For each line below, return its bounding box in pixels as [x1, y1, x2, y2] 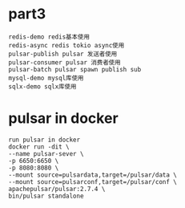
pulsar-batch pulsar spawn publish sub [8, 65, 142, 73]
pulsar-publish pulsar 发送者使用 [8, 50, 118, 58]
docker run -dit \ [8, 142, 70, 151]
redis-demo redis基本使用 [8, 33, 90, 41]
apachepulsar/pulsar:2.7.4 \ [8, 185, 106, 193]
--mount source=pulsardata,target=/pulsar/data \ [8, 170, 178, 179]
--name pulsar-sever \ [8, 149, 84, 157]
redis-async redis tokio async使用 [8, 41, 125, 49]
